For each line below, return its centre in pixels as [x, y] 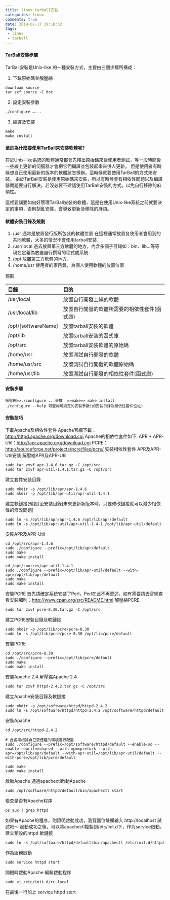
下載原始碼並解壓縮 [33, 78]
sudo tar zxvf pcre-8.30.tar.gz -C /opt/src [53, 609]
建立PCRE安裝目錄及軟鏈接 [33, 619]
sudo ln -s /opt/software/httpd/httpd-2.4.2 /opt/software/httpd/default [85, 710]
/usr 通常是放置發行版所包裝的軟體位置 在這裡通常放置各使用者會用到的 [87, 233]
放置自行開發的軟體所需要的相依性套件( [110, 309]
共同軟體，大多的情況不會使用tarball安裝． [57, 240]
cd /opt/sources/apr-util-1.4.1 [39, 566]
